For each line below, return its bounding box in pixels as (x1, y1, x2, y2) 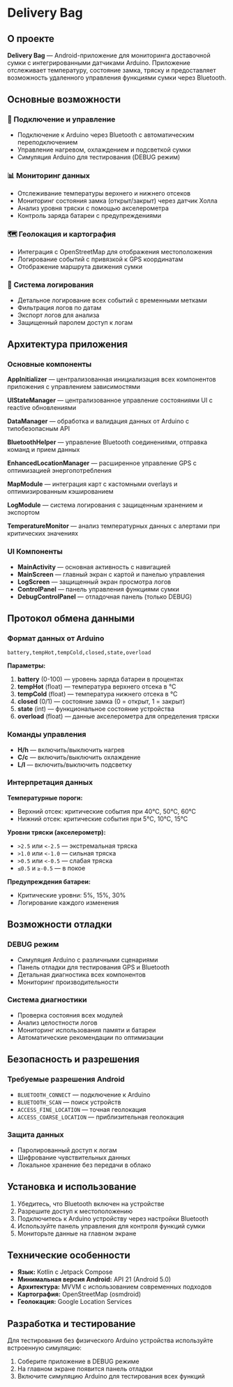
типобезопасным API (7, 425, 70, 433)
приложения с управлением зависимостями (7, 383, 141, 391)
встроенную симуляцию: (7, 1344, 82, 1352)
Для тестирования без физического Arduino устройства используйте (7, 1336, 213, 1345)
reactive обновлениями (7, 404, 77, 412)
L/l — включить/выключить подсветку (17, 760, 133, 769)
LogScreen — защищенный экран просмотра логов (17, 578, 172, 586)
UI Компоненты (7, 547, 63, 557)
